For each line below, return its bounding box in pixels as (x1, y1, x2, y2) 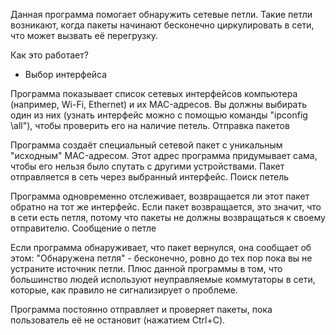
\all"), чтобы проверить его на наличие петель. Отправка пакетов (10, 120, 290, 131)
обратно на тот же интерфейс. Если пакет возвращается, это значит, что (10, 201, 322, 213)
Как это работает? (10, 49, 89, 61)
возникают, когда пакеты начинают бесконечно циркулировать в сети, (10, 19, 315, 31)
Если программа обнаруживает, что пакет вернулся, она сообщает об (10, 242, 312, 253)
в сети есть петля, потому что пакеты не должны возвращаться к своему (10, 212, 326, 223)
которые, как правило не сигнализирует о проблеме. (10, 284, 238, 296)
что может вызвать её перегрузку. (10, 30, 159, 41)
